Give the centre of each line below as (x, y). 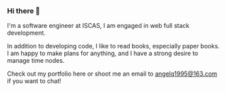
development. (26, 33)
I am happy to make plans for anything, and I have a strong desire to (103, 53)
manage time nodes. (36, 61)
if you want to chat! (34, 81)
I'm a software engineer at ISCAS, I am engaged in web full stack (98, 26)
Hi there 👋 (24, 11)
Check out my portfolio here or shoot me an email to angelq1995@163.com (112, 74)
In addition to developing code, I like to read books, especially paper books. (113, 46)
